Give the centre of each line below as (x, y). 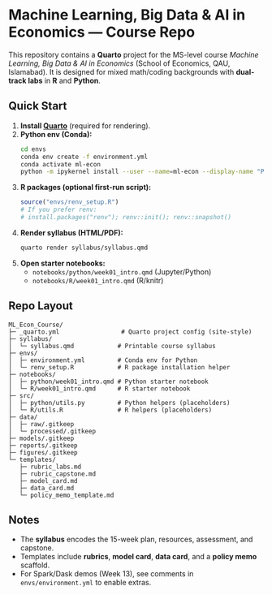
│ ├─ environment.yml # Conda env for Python (103, 360)
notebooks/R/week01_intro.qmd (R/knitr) (98, 280)
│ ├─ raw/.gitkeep (41, 424)
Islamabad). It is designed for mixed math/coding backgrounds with (121, 71)
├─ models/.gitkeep (41, 438)
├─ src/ (22, 395)
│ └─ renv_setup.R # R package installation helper (119, 367)
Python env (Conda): (56, 134)
